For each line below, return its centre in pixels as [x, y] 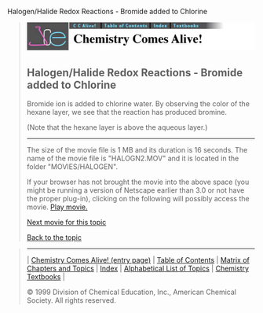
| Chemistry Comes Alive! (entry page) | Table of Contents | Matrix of [138, 260]
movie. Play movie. [57, 207]
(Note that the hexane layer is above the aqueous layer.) [117, 127]
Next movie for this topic [66, 223]
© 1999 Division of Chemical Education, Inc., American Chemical [131, 292]
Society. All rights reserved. [71, 300]
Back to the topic [54, 238]
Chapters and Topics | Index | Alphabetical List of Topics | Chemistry [137, 269]
